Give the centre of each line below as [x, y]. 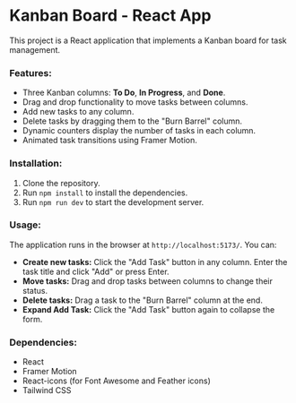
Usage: [26, 225]
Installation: [36, 164]
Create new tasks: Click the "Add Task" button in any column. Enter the [155, 262]
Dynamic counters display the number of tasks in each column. [139, 131]
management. [35, 49]
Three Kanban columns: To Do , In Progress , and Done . [124, 93]
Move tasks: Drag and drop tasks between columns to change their [148, 281]
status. [35, 290]
